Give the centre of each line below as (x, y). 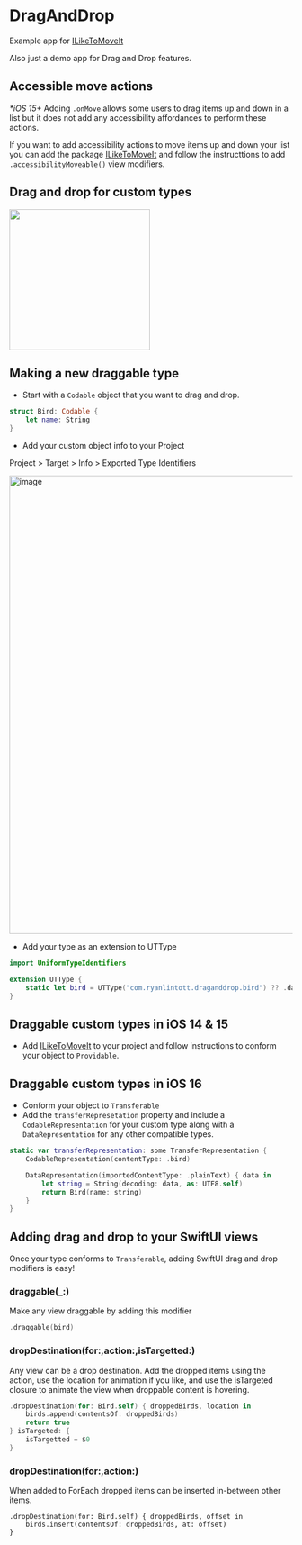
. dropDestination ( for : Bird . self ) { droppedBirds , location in (130, 1406)
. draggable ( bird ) (42, 1328)
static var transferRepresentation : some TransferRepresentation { (138, 1151)
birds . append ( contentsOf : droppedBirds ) (102, 1414)
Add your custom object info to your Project (103, 445)
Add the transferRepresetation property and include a (124, 1115)
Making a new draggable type (94, 373)
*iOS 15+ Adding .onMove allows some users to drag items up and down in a (149, 108)
